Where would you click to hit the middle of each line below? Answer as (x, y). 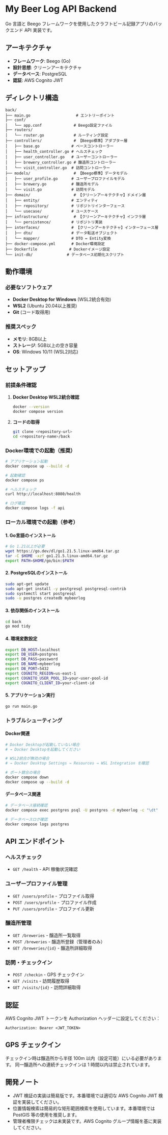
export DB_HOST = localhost (33, 650)
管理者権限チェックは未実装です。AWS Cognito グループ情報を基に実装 (87, 1121)
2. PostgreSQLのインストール (36, 573)
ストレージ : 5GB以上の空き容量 (45, 345)
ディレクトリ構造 (32, 98)
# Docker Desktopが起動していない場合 (43, 745)
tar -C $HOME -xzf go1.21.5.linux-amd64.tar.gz (57, 556)
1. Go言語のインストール (31, 535)
